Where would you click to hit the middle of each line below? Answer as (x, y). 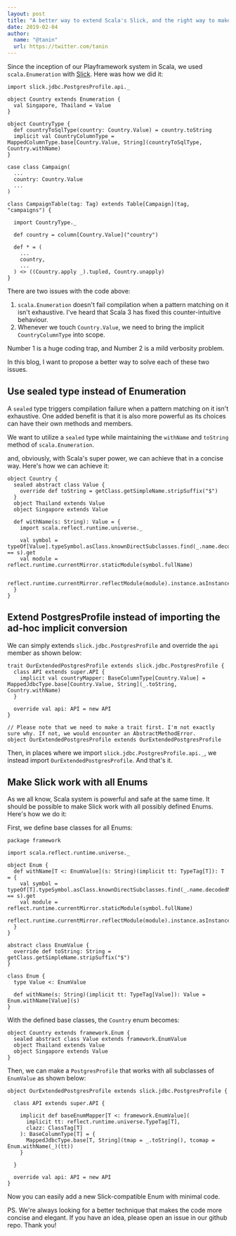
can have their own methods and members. (70, 423)
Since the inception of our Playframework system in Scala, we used (105, 67)
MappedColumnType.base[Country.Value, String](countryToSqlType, (105, 142)
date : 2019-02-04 (33, 27)
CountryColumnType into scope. (61, 335)
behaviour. (33, 320)
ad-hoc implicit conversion (67, 629)
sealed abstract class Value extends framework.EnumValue (100, 1040)
